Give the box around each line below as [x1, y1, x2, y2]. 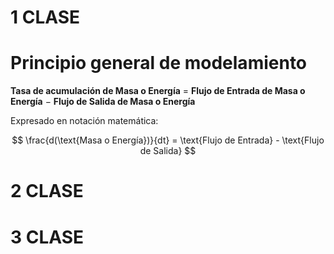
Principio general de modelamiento [10, 52, 308, 75]
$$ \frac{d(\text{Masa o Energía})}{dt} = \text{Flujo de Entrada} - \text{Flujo [11, 134, 325, 146]
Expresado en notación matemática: [10, 115, 159, 127]
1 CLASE [10, 6, 81, 29]
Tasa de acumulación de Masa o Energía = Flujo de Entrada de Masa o [10, 85, 306, 97]
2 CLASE [10, 180, 84, 203]
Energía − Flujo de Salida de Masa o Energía [10, 96, 196, 108]
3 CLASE [10, 226, 85, 248]
